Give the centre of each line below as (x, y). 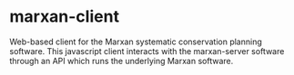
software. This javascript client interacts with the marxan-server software (147, 51)
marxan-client (65, 17)
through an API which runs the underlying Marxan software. (122, 61)
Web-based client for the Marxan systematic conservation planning (136, 42)
